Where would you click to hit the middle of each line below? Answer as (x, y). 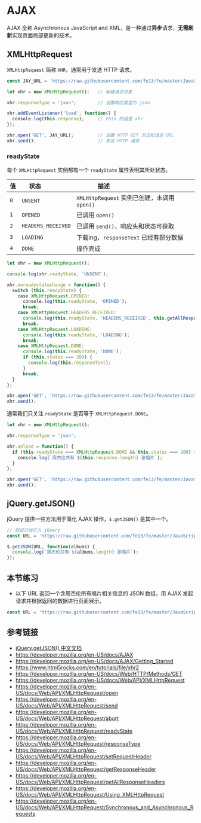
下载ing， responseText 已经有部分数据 (130, 238)
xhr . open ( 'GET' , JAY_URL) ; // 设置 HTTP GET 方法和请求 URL (91, 135)
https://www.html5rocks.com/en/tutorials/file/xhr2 (77, 667)
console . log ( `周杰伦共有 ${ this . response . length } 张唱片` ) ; (90, 458)
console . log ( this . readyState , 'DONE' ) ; (72, 352)
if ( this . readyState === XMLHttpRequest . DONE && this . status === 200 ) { (104, 452)
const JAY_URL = (27, 81)
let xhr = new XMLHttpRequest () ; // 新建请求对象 (70, 92)
